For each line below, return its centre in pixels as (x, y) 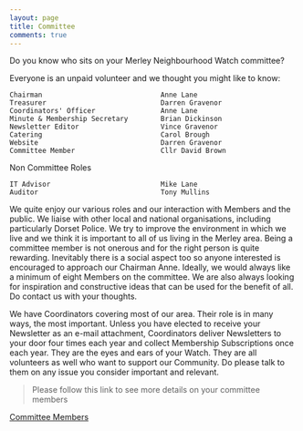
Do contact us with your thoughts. (73, 296)
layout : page (34, 18)
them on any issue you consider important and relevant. (114, 372)
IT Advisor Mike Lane (104, 185)
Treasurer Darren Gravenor (116, 103)
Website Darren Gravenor (116, 143)
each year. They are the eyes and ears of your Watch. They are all (133, 353)
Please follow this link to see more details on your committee (146, 390)
